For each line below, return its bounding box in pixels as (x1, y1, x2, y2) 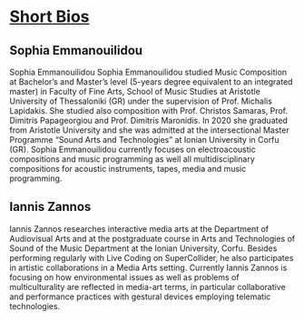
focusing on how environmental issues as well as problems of (9, 271, 240, 283)
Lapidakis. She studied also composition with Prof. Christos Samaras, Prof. (9, 105, 289, 115)
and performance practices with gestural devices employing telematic (9, 291, 271, 302)
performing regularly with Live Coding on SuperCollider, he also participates (9, 252, 294, 263)
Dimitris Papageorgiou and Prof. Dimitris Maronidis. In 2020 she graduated (9, 115, 289, 125)
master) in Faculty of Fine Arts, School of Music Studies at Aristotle (9, 86, 260, 96)
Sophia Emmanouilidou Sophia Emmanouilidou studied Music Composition (9, 66, 288, 77)
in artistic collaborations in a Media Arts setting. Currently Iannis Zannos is (9, 262, 288, 273)
